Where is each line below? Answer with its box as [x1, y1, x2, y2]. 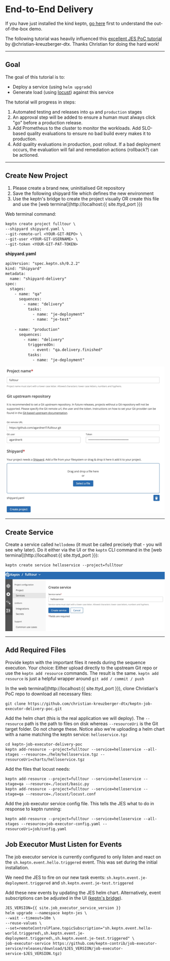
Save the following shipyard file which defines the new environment [12, 190, 154, 196]
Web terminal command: [5, 211, 57, 217]
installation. [5, 864, 29, 871]
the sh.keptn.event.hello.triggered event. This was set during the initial [5, 859, 158, 865]
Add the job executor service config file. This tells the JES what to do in [5, 800, 154, 806]
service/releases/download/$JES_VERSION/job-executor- [5, 946, 123, 951]
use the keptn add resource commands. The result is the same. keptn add [5, 670, 159, 676]
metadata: [5, 271, 26, 276]
